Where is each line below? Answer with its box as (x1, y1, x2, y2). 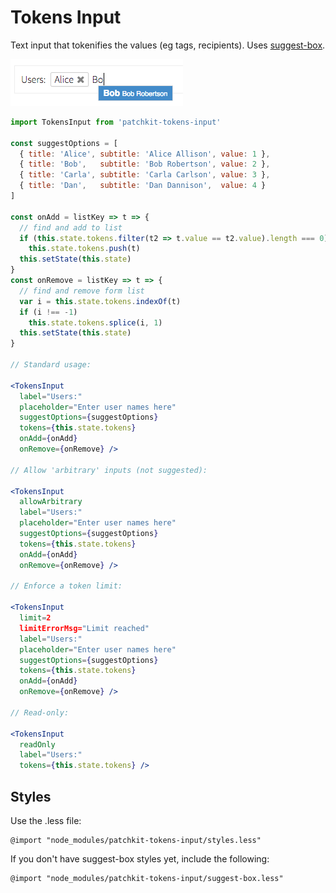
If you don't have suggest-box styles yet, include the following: (10, 853, 270, 865)
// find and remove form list (19, 286, 145, 296)
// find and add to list (19, 222, 123, 233)
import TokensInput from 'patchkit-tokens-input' (10, 117, 222, 127)
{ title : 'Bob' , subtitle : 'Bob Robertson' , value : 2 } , (19, 159, 271, 170)
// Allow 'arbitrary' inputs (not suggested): (10, 465, 208, 475)
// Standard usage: (10, 360, 92, 370)
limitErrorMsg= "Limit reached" (19, 623, 150, 633)
